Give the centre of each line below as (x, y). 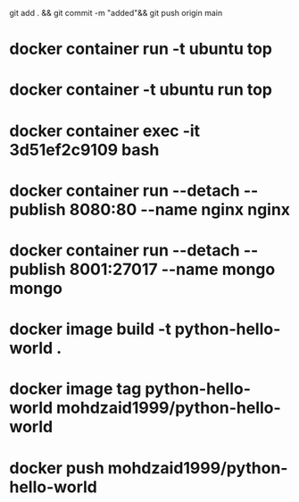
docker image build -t (90, 329)
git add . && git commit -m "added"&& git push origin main (116, 13)
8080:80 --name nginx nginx (180, 209)
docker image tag (75, 389)
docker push (57, 468)
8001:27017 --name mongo (172, 269)
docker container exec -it (105, 131)
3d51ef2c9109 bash (84, 150)
